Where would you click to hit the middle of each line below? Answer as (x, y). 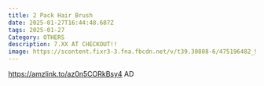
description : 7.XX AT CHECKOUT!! (63, 45)
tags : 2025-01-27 (37, 30)
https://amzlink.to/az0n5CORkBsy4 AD (71, 74)
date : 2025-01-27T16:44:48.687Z (61, 23)
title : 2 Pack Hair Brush (50, 15)
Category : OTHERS (37, 37)
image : (19, 52)
